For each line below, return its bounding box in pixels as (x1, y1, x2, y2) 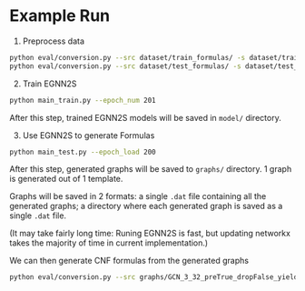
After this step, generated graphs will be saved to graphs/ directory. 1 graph (9, 164, 292, 175)
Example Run (9, 5, 111, 26)
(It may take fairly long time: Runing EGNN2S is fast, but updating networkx (9, 228, 290, 239)
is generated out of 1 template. (9, 174, 123, 185)
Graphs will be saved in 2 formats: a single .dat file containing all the (9, 191, 267, 202)
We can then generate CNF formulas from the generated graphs (9, 256, 250, 266)
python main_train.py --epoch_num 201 (9, 95, 156, 105)
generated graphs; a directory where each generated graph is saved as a (9, 201, 283, 212)
